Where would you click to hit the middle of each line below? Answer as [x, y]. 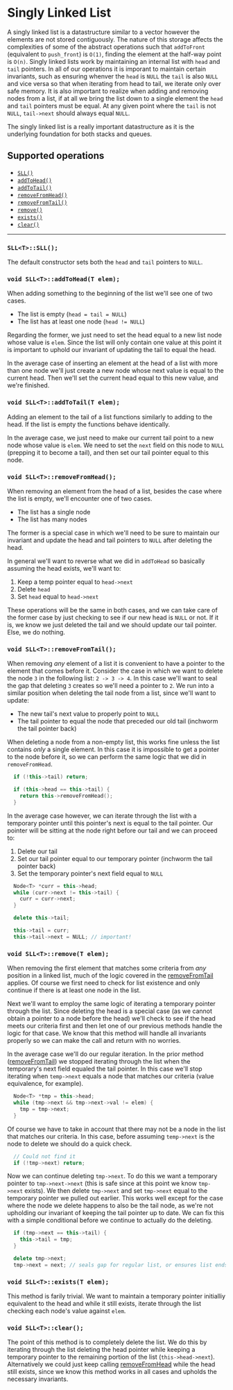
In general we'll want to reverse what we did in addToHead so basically [106, 561]
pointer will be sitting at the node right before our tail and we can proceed [112, 830]
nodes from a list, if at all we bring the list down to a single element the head [115, 98]
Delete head [34, 589]
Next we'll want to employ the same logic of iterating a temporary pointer [112, 1004]
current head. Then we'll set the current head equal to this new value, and [113, 378]
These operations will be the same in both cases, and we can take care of [113, 610]
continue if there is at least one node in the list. [74, 990]
